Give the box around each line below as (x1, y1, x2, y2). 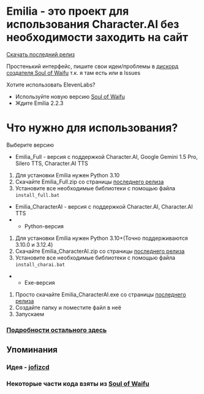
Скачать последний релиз (6, 50, 75, 58)
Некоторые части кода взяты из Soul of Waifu (6, 379, 149, 388)
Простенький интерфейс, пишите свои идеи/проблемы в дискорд (6, 63, 179, 70)
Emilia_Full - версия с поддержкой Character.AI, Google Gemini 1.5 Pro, (15, 153, 198, 160)
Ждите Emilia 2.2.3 (15, 99, 64, 107)
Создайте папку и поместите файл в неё (15, 304, 121, 311)
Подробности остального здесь (6, 325, 107, 334)
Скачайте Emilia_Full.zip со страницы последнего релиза (15, 178, 164, 185)
